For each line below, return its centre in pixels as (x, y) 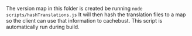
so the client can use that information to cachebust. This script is (84, 21)
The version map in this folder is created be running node (74, 8)
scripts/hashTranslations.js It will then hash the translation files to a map (96, 15)
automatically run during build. (43, 27)
